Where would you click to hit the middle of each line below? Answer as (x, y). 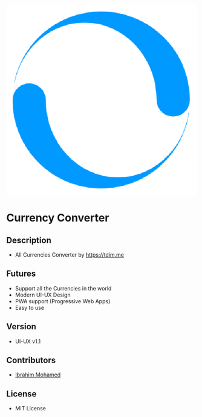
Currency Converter (58, 218)
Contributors (31, 360)
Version (21, 327)
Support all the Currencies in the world (63, 288)
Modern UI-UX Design (43, 295)
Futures (21, 274)
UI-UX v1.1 (28, 341)
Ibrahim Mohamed (38, 375)
